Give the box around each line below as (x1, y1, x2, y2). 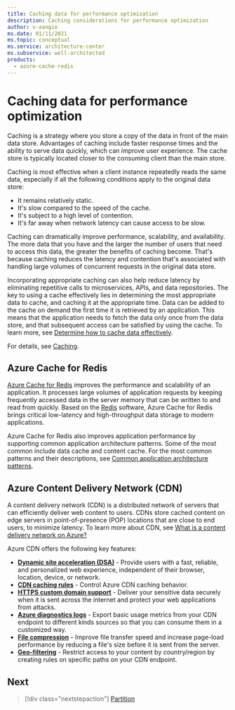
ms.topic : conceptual (7, 37, 71, 44)
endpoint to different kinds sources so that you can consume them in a (17, 618, 222, 627)
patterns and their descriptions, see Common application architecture (7, 454, 208, 463)
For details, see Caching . (7, 342, 79, 350)
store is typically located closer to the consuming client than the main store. (7, 154, 227, 162)
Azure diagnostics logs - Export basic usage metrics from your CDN (17, 611, 217, 619)
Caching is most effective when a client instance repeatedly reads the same (7, 167, 227, 176)
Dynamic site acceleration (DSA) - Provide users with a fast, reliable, (17, 558, 219, 567)
